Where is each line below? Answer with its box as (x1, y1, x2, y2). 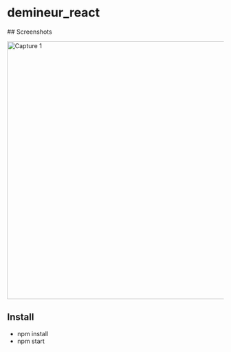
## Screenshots (7, 27, 53, 36)
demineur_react (7, 5, 100, 21)
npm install (16, 329, 49, 338)
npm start (16, 337, 45, 345)
